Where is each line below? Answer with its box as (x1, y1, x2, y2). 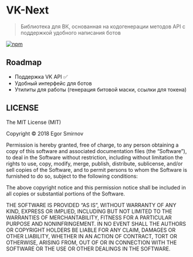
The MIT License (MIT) (6, 119, 62, 126)
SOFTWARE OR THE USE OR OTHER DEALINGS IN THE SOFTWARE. (6, 245, 171, 252)
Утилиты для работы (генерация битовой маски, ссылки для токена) (14, 86, 187, 93)
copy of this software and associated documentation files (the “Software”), (6, 147, 187, 154)
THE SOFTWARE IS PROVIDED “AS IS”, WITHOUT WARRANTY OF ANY (6, 201, 177, 208)
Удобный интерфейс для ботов (14, 80, 92, 87)
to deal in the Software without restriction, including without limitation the (6, 154, 183, 161)
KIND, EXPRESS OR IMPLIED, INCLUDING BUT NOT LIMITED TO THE (6, 208, 172, 215)
